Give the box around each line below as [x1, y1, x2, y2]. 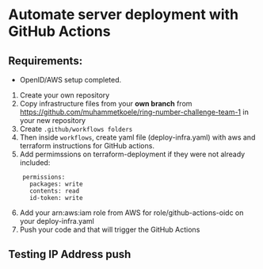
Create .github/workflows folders [19, 125, 133, 133]
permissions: [22, 173, 66, 181]
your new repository [19, 116, 86, 125]
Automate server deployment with [8, 6, 239, 24]
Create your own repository [19, 90, 110, 100]
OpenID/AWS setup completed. [19, 75, 122, 84]
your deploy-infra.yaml [19, 217, 95, 225]
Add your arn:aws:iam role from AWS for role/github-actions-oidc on [19, 208, 244, 217]
